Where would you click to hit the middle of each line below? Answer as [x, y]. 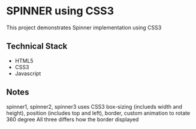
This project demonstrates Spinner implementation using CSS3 [84, 27]
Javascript [28, 73]
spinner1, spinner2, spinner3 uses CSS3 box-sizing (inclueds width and [94, 106]
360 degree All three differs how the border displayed [73, 119]
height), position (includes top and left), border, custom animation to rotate [98, 113]
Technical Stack [37, 46]
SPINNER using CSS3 [60, 11]
